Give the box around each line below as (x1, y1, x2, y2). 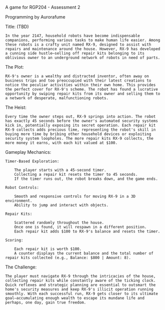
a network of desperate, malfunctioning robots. (5, 96, 109, 101)
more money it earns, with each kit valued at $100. (5, 140, 118, 145)
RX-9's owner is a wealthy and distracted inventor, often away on (5, 74, 149, 79)
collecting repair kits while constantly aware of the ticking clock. (5, 278, 156, 283)
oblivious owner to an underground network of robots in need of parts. (5, 55, 160, 60)
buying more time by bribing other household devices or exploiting (5, 132, 151, 137)
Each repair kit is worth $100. (14, 246, 82, 251)
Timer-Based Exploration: (5, 159, 59, 164)
